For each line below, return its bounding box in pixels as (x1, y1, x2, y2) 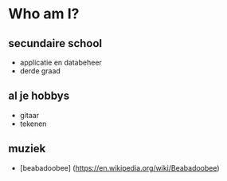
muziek (8, 142, 46, 155)
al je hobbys (8, 89, 70, 103)
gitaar (19, 110, 40, 120)
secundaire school (8, 37, 103, 50)
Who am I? (8, 5, 80, 23)
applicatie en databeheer (19, 57, 102, 67)
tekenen (19, 119, 47, 128)
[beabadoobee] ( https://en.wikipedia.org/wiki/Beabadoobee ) (19, 163, 221, 172)
